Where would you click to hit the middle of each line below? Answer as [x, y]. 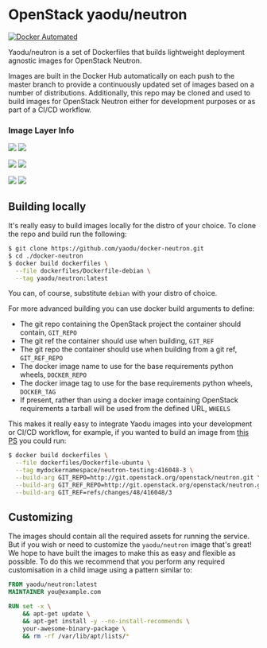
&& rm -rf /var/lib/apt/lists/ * [76, 636]
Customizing [41, 517]
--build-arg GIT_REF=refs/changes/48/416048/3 [94, 492]
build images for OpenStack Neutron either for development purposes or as [132, 101]
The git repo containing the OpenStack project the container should [130, 324]
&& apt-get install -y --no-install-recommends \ [106, 621]
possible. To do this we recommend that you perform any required [116, 561]
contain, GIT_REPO [48, 332]
